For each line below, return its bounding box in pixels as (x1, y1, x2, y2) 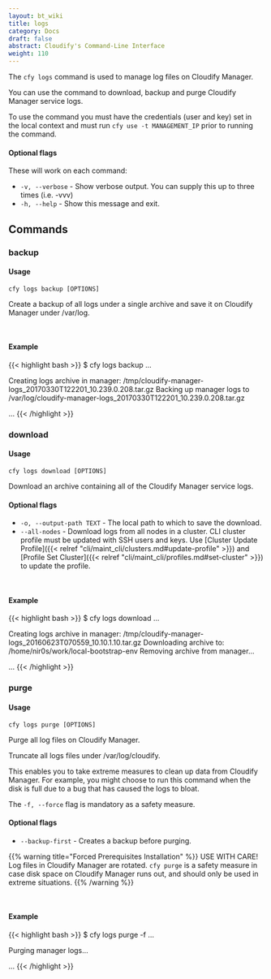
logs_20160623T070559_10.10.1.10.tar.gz (8, 638, 142, 648)
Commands (8, 222, 69, 236)
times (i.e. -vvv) (19, 190, 74, 200)
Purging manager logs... (8, 945, 89, 955)
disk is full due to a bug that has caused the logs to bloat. (8, 783, 200, 793)
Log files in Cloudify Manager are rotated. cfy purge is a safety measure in (8, 860, 258, 869)
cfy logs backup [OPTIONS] (8, 285, 100, 293)
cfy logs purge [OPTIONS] (8, 720, 96, 729)
